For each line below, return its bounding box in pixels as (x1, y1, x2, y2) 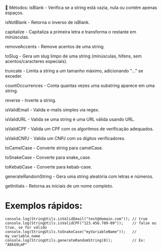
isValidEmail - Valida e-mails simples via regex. (5, 107, 99, 112)
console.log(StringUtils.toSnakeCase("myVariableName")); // (5, 229, 137, 234)
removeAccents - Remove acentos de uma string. (5, 44, 105, 49)
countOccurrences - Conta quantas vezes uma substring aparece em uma (5, 83, 155, 88)
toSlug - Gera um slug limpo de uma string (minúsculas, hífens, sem (5, 53, 142, 59)
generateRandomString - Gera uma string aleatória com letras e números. (5, 173, 154, 179)
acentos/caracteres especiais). (5, 58, 68, 64)
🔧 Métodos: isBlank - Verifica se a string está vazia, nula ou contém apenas (5, 5, 158, 10)
